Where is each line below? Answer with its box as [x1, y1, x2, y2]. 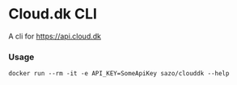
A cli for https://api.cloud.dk [8, 31, 101, 41]
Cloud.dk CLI [8, 5, 97, 23]
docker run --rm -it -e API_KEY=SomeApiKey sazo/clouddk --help [8, 70, 230, 78]
